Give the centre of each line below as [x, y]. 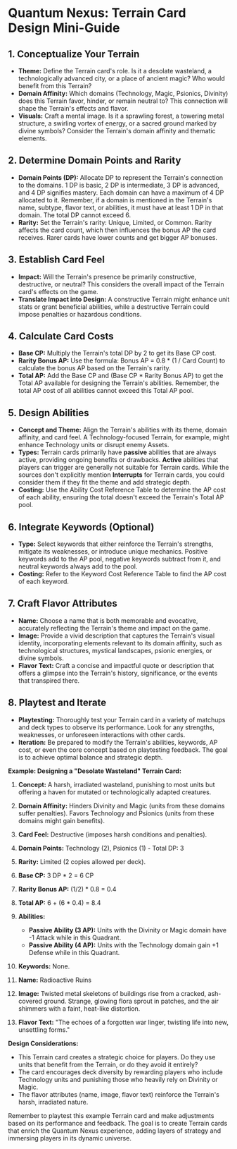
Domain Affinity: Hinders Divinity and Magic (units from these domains [121, 805]
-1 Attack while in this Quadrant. [75, 937]
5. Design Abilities [49, 413]
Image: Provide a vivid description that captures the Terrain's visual [116, 636]
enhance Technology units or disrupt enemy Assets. [94, 445]
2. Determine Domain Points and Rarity [95, 160]
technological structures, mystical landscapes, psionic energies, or [115, 650]
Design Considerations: [43, 1043]
